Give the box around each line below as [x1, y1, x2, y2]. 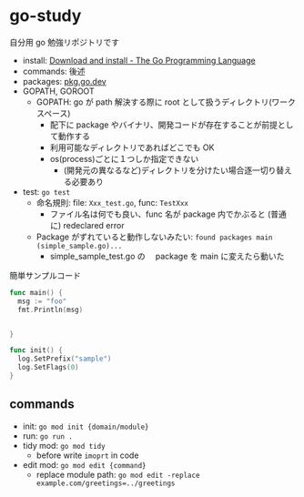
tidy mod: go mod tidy [22, 440, 106, 451]
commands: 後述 [22, 66, 86, 76]
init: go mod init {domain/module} [22, 421, 149, 431]
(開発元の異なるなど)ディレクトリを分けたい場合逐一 [63, 165, 261, 176]
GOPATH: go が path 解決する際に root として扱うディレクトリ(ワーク [35, 96, 296, 107]
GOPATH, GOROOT [22, 86, 95, 96]
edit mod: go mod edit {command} [22, 459, 147, 470]
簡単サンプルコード [9, 269, 82, 280]
